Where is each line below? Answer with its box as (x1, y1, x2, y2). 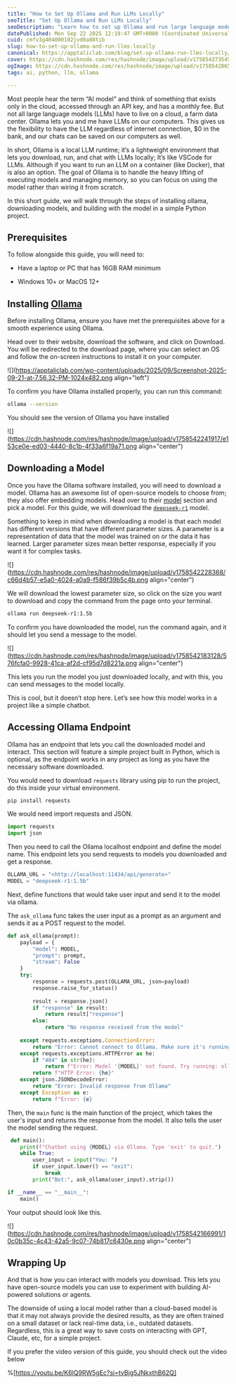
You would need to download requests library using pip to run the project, (7, 776, 221, 784)
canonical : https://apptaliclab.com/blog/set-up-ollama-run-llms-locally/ (7, 50, 231, 57)
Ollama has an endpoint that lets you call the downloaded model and (7, 740, 206, 748)
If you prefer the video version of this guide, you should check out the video (7, 1347, 227, 1356)
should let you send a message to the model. (7, 630, 137, 639)
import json (7, 830, 42, 837)
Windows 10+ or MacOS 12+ (17, 278, 100, 286)
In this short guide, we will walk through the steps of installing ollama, (7, 196, 209, 204)
